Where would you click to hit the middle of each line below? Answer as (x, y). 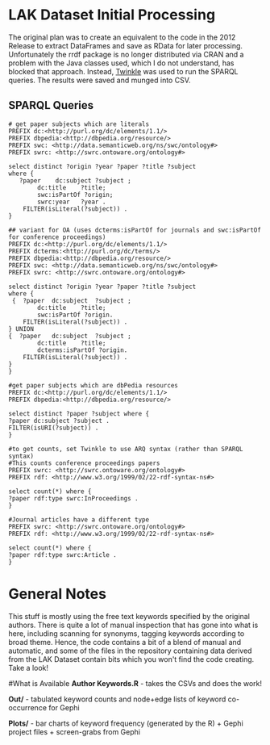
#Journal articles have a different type (79, 519)
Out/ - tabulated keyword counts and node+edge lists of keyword (117, 699)
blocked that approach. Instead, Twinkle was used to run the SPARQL (124, 71)
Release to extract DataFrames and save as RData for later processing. (126, 45)
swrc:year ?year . (72, 202)
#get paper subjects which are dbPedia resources (93, 385)
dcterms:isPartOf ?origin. (83, 350)
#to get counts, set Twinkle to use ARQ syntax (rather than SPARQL (126, 449)
